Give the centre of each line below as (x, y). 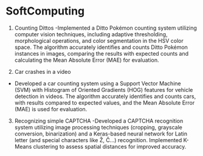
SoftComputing (45, 11)
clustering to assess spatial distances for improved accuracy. (110, 146)
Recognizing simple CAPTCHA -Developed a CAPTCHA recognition (99, 121)
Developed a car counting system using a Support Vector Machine (98, 83)
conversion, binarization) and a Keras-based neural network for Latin (101, 134)
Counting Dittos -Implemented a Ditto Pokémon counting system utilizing (105, 28)
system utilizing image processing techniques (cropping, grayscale (98, 127)
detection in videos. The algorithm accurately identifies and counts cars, (105, 96)
